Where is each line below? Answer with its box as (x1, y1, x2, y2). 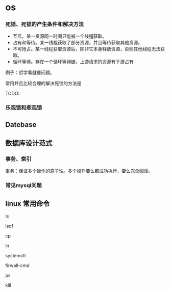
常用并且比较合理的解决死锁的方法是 (5, 81, 82, 87)
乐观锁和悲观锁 (5, 104, 42, 111)
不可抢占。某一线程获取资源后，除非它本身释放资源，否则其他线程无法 (12, 46, 161, 52)
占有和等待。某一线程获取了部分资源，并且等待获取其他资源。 (12, 40, 143, 46)
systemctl (5, 253, 26, 259)
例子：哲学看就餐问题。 (5, 69, 55, 75)
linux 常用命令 (5, 199, 50, 208)
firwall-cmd (5, 262, 30, 269)
